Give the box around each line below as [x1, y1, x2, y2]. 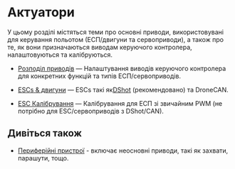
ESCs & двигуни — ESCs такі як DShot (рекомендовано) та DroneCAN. [17, 85, 229, 94]
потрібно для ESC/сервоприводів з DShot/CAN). [17, 107, 164, 115]
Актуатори [7, 4, 75, 21]
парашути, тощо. [17, 153, 69, 162]
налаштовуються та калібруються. [7, 50, 113, 59]
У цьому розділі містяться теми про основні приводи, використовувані [7, 28, 224, 36]
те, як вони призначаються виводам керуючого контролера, [7, 43, 192, 51]
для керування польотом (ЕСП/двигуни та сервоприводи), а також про [7, 35, 224, 43]
